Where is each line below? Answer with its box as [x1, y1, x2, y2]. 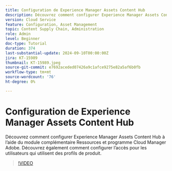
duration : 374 [5, 46, 36, 51]
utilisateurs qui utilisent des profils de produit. [5, 150, 102, 156]
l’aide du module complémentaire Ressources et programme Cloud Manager [5, 139, 166, 145]
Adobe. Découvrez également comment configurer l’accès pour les [5, 144, 147, 150]
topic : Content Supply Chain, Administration [5, 27, 104, 32]
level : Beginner [5, 36, 40, 42]
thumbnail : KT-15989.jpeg [5, 60, 60, 65]
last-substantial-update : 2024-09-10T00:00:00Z [5, 50, 109, 55]
